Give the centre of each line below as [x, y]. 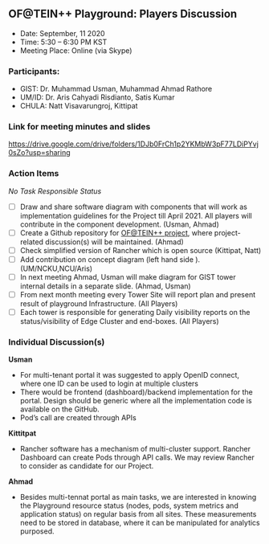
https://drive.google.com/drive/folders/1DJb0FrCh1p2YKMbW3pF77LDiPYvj [134, 144]
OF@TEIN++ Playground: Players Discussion [123, 14]
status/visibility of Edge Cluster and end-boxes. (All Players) [119, 321]
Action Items [34, 174]
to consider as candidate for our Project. [87, 466]
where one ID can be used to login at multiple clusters [109, 384]
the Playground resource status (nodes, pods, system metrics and [129, 505]
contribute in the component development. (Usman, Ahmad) [119, 224]
